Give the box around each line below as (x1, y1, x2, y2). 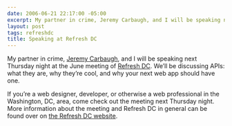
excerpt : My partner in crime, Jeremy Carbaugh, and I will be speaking (7, 17, 221, 23)
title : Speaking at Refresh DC (7, 36, 97, 43)
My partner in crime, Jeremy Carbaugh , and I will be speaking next (7, 54, 197, 63)
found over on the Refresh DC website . (7, 112, 118, 120)
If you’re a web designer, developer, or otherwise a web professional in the (7, 90, 220, 98)
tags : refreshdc (7, 29, 54, 36)
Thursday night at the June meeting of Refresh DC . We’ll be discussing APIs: (7, 62, 225, 70)
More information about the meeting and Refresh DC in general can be (7, 105, 208, 113)
